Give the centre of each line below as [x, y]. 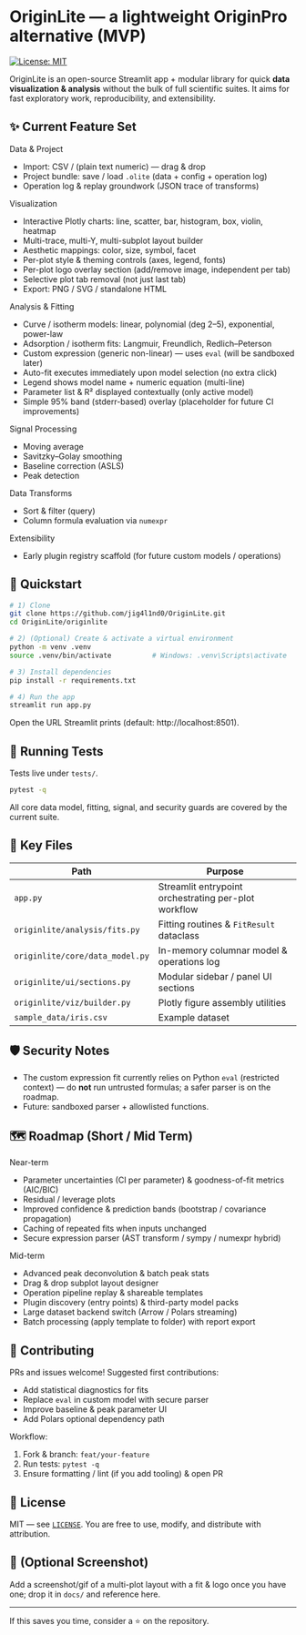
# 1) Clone [30, 605]
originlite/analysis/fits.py [77, 929]
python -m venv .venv [51, 647]
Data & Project [36, 148]
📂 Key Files [41, 845]
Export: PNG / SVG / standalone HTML [95, 289]
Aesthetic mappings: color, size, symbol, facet [109, 250]
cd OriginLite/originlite [58, 622]
